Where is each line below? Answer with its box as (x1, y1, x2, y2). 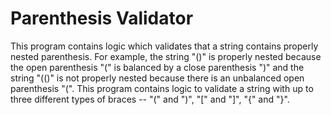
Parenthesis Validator (10, 7, 194, 30)
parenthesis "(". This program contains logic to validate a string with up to (10, 82, 314, 94)
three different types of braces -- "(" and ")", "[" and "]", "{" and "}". (10, 93, 290, 105)
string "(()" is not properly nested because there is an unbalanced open (10, 72, 305, 84)
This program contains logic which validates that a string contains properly (10, 40, 319, 52)
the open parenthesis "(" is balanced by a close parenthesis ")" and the (10, 61, 305, 73)
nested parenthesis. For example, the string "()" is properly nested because (10, 50, 322, 62)
